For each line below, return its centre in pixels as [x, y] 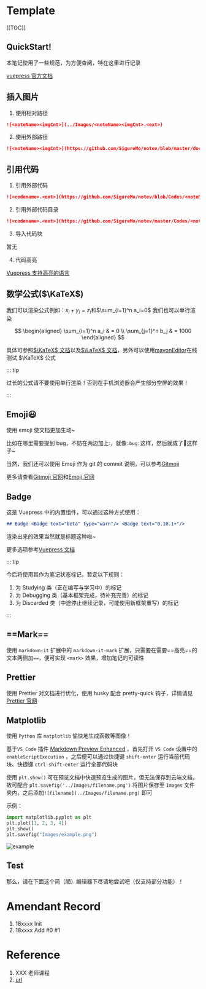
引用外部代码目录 [37, 209]
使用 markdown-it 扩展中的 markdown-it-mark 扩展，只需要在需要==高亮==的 [102, 650]
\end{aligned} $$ [103, 337]
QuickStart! [29, 47]
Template [31, 11]
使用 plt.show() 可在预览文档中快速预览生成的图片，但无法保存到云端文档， [102, 778]
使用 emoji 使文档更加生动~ [41, 430]
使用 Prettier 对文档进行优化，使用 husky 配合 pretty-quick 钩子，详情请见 [100, 693]
